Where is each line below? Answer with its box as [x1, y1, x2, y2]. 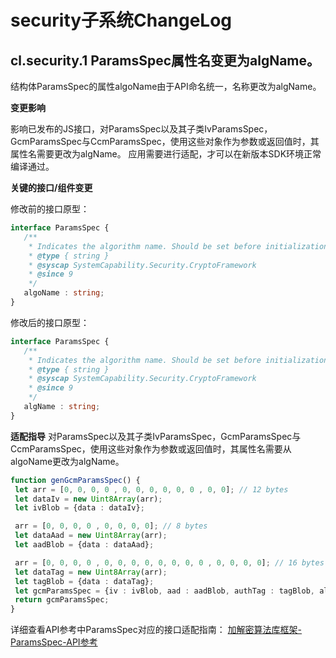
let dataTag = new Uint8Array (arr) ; [14, 567, 168, 577]
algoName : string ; [23, 288, 105, 298]
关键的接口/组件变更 [10, 182, 93, 193]
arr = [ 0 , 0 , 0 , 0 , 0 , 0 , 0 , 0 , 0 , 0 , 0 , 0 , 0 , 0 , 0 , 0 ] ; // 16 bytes [14, 557, 325, 568]
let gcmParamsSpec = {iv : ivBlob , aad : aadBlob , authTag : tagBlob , [14, 586, 315, 596]
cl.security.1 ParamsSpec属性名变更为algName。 [10, 52, 321, 69]
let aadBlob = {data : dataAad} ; [14, 540, 155, 550]
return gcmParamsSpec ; [14, 595, 110, 605]
